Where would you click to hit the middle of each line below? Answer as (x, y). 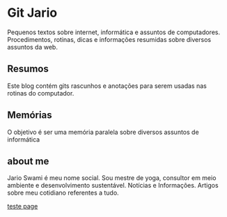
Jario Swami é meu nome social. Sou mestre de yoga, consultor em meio (112, 178)
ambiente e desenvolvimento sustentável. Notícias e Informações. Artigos (113, 186)
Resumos (28, 69)
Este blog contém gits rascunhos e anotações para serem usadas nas (107, 86)
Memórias (30, 115)
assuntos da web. (32, 47)
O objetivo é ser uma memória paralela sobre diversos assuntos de (103, 132)
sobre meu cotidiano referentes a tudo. (63, 193)
